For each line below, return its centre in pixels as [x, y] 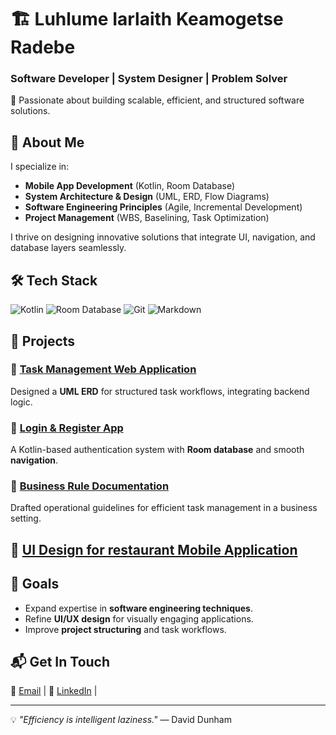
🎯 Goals [35, 584]
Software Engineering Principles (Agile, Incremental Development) [163, 207]
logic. [21, 402]
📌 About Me [47, 142]
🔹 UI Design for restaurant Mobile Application [154, 549]
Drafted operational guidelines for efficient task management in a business [164, 508]
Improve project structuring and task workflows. [125, 629]
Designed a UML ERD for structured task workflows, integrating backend [160, 391]
